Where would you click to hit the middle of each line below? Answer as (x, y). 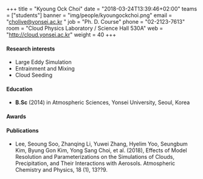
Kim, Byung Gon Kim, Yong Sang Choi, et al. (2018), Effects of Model (101, 150)
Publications (22, 130)
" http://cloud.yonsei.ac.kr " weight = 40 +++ (61, 35)
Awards (16, 116)
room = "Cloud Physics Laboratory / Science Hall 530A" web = (85, 28)
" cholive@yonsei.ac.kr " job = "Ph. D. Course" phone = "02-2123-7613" (96, 22)
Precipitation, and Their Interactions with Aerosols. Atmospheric (95, 163)
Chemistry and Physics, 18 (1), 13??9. (61, 170)
